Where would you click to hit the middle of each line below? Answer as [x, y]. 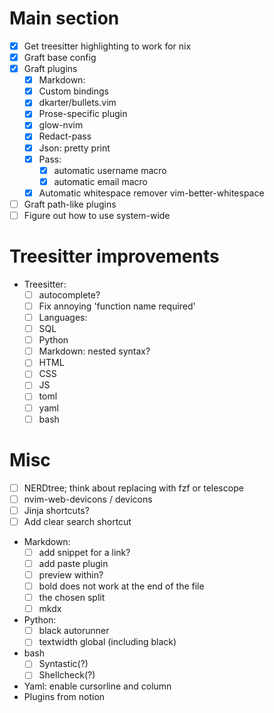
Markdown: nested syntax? [94, 351]
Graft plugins [50, 69]
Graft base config [60, 57]
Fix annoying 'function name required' [117, 306]
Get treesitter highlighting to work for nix [107, 46]
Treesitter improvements [114, 256]
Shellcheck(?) [67, 675]
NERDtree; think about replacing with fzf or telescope [133, 488]
